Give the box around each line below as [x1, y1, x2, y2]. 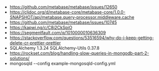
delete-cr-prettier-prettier [9, 40, 61, 45]
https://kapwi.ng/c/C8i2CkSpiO [9, 25, 73, 30]
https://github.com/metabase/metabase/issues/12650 [9, 4, 118, 10]
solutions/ [9, 56, 30, 61]
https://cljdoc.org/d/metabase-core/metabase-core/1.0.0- [9, 9, 126, 15]
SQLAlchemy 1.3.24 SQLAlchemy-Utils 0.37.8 [9, 45, 100, 51]
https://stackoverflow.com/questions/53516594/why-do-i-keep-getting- [9, 35, 154, 41]
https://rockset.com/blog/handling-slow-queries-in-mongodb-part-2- [9, 50, 149, 56]
